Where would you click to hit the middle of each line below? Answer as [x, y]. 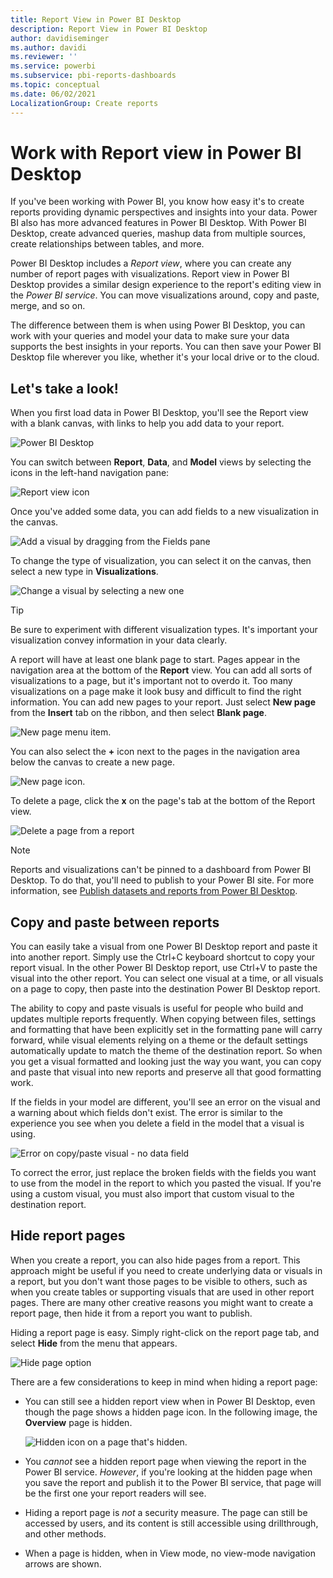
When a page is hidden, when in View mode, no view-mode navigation [170, 1553]
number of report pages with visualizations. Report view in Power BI [150, 274]
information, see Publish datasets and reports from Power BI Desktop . [154, 891]
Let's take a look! [64, 388]
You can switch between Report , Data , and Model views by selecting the [161, 462]
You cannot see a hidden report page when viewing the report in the [165, 1461]
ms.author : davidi [48, 47]
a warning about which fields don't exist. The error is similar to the [146, 1113]
